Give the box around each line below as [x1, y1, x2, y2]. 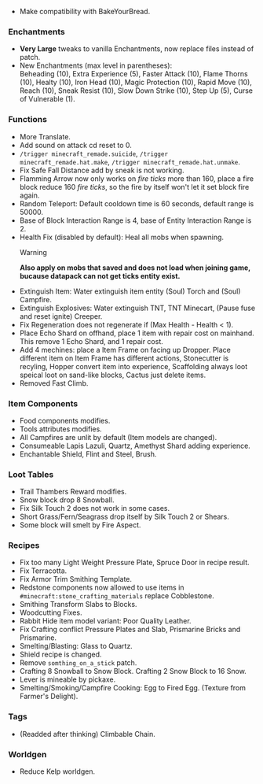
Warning [19, 247, 47, 257]
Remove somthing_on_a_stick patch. [19, 658, 137, 668]
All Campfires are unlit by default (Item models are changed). [19, 432, 217, 442]
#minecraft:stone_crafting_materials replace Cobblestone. [19, 591, 214, 601]
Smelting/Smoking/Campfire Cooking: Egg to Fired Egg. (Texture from [19, 683, 246, 693]
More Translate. [19, 131, 71, 141]
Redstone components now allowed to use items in [19, 582, 184, 593]
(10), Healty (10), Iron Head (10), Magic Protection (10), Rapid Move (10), [19, 78, 253, 87]
